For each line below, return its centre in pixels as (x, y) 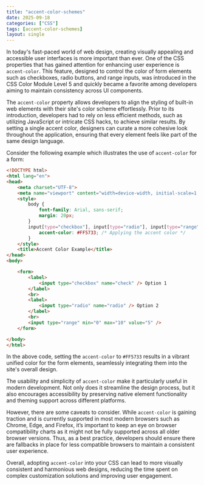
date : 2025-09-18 (28, 18)
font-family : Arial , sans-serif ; (81, 210)
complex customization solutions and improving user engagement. (90, 476)
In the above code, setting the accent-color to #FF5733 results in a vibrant (98, 357)
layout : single (25, 35)
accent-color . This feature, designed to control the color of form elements (99, 71)
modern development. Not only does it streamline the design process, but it (101, 388)
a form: (15, 159)
